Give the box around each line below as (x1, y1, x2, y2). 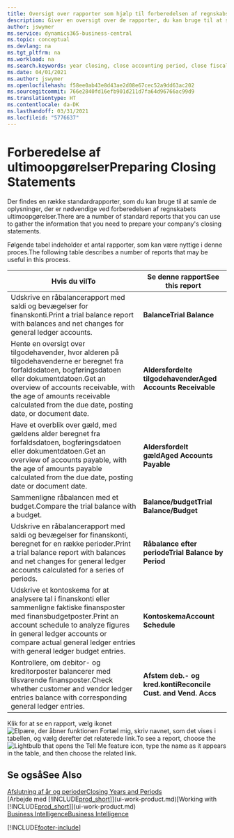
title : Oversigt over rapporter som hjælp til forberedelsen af (7, 10, 198, 17)
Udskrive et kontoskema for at (10, 585, 109, 595)
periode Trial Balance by (143, 547, 224, 557)
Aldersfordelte (143, 365, 193, 375)
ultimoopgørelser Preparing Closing (7, 159, 217, 175)
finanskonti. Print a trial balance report (10, 310, 134, 319)
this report (165, 280, 202, 290)
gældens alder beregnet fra (10, 428, 101, 438)
